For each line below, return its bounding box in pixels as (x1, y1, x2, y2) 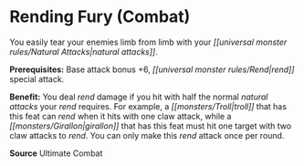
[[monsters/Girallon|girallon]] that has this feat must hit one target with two (9, 120, 292, 131)
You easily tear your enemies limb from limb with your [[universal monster (9, 36, 288, 47)
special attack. (9, 73, 65, 84)
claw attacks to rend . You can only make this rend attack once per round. (9, 130, 285, 140)
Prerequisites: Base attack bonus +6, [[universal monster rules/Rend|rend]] (9, 64, 295, 75)
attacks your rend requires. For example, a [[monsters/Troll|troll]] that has (9, 100, 288, 111)
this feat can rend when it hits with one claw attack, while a (9, 110, 232, 121)
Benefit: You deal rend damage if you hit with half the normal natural (9, 91, 268, 102)
